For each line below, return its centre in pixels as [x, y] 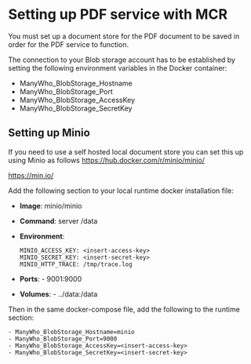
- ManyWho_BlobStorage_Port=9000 [63, 339]
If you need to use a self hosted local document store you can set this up [126, 151]
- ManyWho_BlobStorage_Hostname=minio [71, 332]
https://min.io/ [31, 175]
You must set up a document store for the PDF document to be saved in [124, 36]
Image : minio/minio [51, 206]
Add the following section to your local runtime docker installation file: [121, 191]
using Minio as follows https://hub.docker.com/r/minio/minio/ [107, 160]
